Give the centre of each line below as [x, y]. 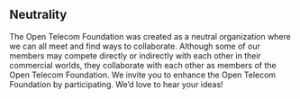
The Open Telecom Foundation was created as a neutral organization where [150, 36]
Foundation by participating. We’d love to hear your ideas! [116, 84]
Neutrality [38, 15]
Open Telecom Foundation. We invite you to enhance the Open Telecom [143, 75]
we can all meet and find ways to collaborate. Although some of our [135, 46]
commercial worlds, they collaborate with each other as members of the [143, 65]
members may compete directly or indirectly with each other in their [135, 55]
